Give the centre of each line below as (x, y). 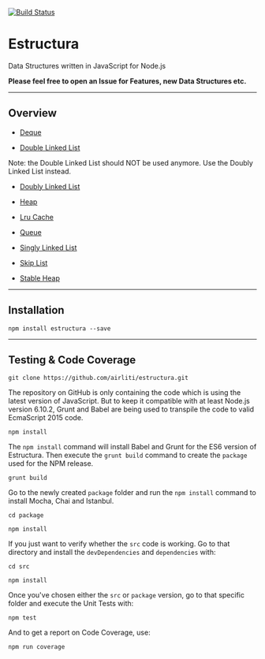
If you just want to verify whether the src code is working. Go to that (119, 544)
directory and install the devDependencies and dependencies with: (112, 553)
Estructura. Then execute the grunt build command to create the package (128, 455)
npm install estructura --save (60, 328)
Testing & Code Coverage (72, 360)
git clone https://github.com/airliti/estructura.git (99, 378)
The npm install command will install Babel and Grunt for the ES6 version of (132, 447)
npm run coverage (37, 647)
